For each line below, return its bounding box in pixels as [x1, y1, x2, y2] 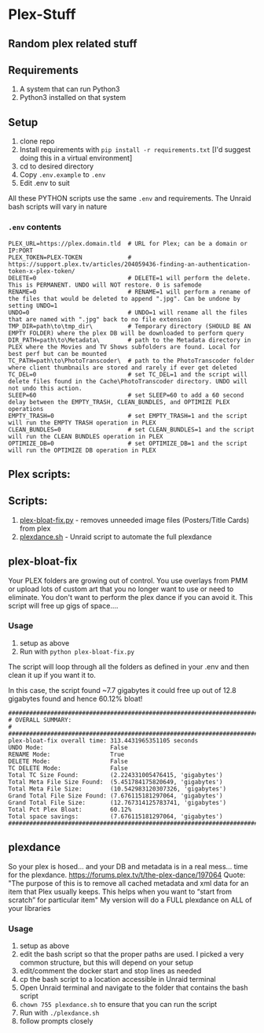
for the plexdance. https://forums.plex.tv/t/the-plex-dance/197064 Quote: [8, 870, 246, 879]
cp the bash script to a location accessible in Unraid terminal [19, 974, 216, 983]
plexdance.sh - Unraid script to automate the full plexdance [19, 531, 212, 541]
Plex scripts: [8, 467, 71, 481]
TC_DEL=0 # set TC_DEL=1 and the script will [8, 370, 247, 379]
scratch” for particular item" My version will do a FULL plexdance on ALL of [8, 895, 253, 905]
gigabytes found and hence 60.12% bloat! [8, 694, 143, 703]
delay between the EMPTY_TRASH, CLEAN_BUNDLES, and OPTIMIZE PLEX [8, 398, 230, 406]
